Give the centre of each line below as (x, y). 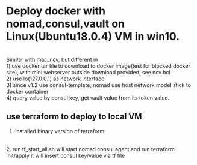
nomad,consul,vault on (66, 24)
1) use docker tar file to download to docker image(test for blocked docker (98, 66)
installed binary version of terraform (60, 131)
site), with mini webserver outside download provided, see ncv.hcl (88, 72)
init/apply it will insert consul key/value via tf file (66, 155)
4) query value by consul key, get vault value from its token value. (88, 98)
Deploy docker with (56, 11)
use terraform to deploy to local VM (74, 117)
